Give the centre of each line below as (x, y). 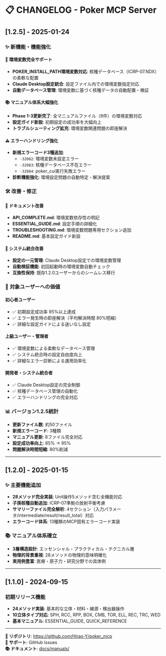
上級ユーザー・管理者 (27, 336)
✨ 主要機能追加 (23, 485)
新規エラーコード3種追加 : (38, 153)
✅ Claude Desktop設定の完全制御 (46, 385)
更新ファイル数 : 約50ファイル (42, 424)
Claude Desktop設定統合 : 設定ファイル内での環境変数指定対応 (76, 84)
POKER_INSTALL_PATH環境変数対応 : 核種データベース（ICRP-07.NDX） (86, 71)
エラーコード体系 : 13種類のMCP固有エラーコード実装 (66, 521)
